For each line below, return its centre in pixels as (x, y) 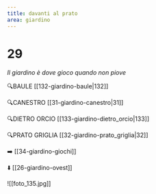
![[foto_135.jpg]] (29, 184)
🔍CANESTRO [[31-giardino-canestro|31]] (65, 103)
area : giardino (29, 20)
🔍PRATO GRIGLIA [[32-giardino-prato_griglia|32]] (78, 135)
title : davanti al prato (42, 13)
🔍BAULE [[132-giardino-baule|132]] (58, 86)
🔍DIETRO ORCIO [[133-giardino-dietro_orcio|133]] (78, 119)
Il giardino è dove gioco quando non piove (67, 73)
